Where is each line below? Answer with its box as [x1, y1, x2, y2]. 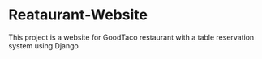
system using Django [8, 40, 79, 50]
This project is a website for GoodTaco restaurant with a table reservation [8, 32, 255, 42]
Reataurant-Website [8, 6, 148, 24]
